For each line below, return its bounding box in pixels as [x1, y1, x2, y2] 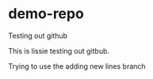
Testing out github [8, 31, 68, 40]
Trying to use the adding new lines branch [8, 61, 146, 71]
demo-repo [8, 5, 85, 23]
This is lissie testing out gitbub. [8, 46, 109, 55]
